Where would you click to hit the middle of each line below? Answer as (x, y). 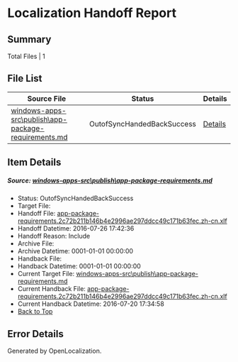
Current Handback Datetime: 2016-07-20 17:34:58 (91, 304)
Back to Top (35, 312)
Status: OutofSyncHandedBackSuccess (75, 198)
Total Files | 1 (26, 56)
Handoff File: (36, 214)
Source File (47, 99)
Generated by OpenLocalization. (55, 351)
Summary (29, 39)
